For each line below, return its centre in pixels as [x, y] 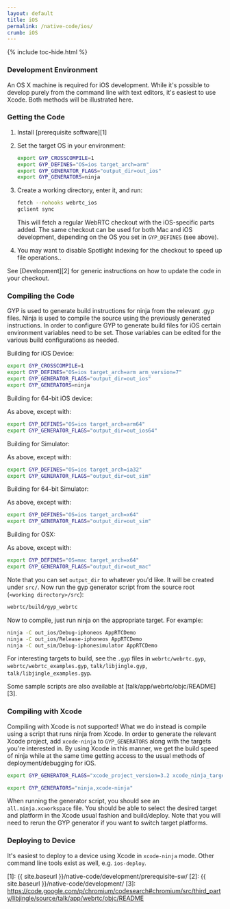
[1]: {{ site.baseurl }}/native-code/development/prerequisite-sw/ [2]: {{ [107, 876]
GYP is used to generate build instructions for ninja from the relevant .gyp [111, 311]
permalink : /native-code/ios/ [50, 26]
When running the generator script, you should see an [83, 801]
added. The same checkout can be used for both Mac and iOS [105, 230]
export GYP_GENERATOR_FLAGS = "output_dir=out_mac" [79, 567]
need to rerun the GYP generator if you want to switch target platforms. [107, 823]
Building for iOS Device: [40, 354]
